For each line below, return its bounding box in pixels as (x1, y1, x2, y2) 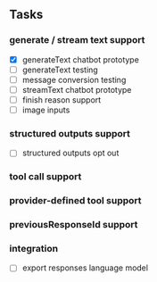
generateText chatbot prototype (21, 54, 140, 65)
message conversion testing (21, 74, 127, 85)
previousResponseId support (9, 219, 138, 231)
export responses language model (21, 262, 149, 273)
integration (9, 243, 59, 255)
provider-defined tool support (9, 195, 142, 207)
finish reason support (21, 94, 102, 105)
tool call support (9, 170, 82, 183)
